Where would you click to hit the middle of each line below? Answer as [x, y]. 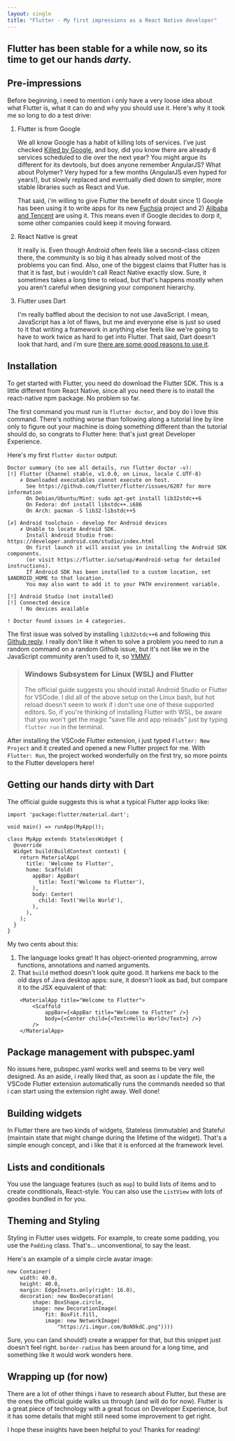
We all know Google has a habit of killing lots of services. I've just [112, 142]
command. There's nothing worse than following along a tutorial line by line [115, 419]
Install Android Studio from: [70, 535]
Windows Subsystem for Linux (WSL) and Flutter [109, 675]
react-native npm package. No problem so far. [74, 398]
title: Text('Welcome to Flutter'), [92, 882]
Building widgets [45, 1113]
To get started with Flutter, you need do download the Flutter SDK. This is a [115, 383]
